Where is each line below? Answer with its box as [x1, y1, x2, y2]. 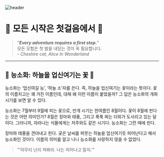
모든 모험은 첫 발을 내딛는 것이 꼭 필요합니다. [17, 45, 102, 51]
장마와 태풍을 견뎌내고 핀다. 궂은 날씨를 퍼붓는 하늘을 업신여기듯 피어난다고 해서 [5, 130, 156, 136]
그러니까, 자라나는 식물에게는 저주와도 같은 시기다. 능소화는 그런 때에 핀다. [15, 120, 156, 126]
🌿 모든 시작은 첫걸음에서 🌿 [5, 23, 103, 34]
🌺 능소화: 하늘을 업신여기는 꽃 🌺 [5, 71, 94, 79]
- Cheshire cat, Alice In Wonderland [17, 51, 89, 57]
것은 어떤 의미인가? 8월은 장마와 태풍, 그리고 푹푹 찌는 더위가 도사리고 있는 [10, 113, 152, 119]
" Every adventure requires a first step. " [17, 40, 99, 45]
